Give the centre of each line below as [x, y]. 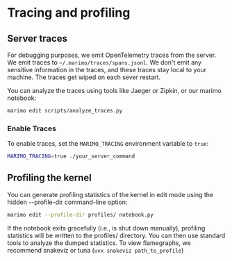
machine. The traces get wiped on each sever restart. [84, 77]
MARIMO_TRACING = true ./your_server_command [71, 157]
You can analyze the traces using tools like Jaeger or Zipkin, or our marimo [115, 91]
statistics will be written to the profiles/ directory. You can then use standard [116, 235]
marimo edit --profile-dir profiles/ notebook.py [81, 214]
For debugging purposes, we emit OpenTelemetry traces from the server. [112, 55]
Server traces [38, 39]
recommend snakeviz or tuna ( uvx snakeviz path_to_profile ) [96, 250]
